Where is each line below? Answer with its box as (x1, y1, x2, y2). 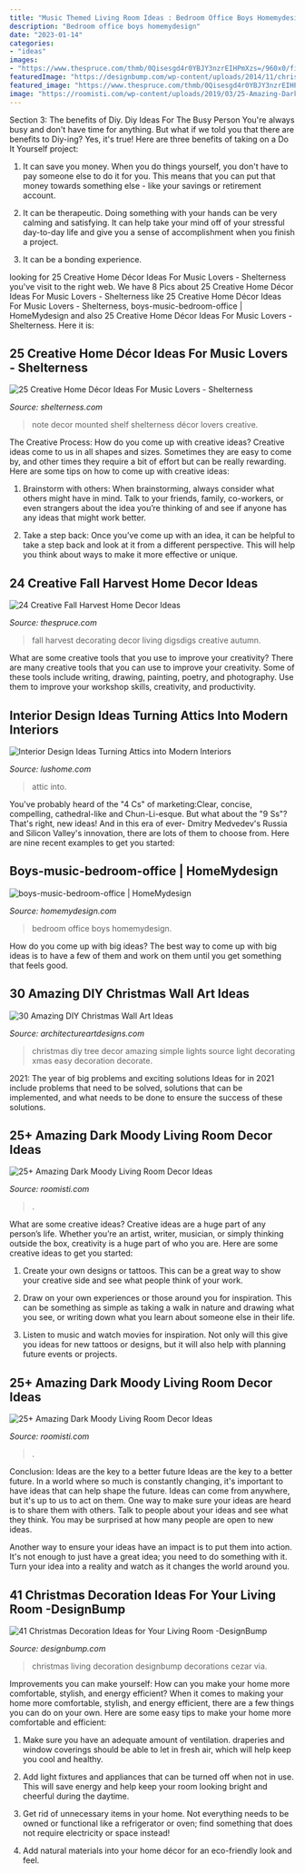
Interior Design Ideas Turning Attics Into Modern (9, 707, 289, 723)
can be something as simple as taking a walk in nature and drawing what (22, 1302, 295, 1313)
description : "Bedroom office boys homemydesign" (9, 22, 202, 31)
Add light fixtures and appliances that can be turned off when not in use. (22, 1771, 294, 1782)
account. (22, 190, 56, 201)
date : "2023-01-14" (9, 30, 84, 39)
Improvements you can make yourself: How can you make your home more (9, 1679, 290, 1689)
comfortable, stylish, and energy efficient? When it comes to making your (9, 1688, 284, 1699)
